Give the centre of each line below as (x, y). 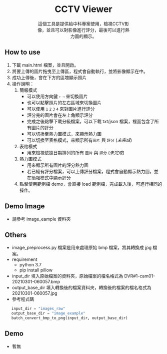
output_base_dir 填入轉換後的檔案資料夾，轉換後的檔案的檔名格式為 (82, 288)
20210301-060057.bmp (36, 282)
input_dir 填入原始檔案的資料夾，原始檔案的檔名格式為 (67, 276)
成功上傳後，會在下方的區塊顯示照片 (49, 77)
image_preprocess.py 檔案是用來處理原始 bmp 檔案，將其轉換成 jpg (82, 248)
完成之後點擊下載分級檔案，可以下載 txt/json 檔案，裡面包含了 (90, 121)
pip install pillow (36, 270)
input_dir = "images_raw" (38, 309)
